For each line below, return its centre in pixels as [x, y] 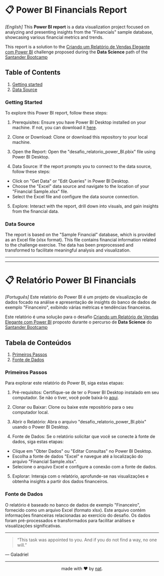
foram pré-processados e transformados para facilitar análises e [70, 520]
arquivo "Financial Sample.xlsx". [44, 461]
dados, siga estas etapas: [38, 442]
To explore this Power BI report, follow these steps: [56, 113]
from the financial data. [36, 211]
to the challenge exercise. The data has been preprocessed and [69, 245]
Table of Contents [33, 73]
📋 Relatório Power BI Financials [71, 280]
